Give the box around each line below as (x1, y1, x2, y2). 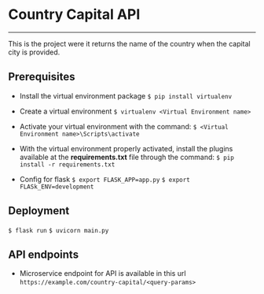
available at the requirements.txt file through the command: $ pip (19, 152, 234, 162)
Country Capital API (8, 6, 141, 24)
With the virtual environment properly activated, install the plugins (19, 143, 233, 153)
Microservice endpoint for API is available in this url (19, 269, 186, 278)
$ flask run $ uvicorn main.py (8, 226, 109, 234)
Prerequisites (8, 70, 75, 84)
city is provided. (8, 47, 60, 57)
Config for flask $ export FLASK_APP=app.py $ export (19, 174, 190, 184)
